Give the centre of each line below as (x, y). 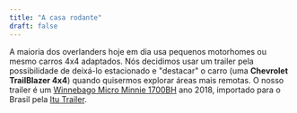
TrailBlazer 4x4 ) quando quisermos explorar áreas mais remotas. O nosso (147, 80)
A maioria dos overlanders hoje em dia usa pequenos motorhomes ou (138, 51)
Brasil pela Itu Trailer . (48, 99)
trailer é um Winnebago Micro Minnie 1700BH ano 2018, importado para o (145, 90)
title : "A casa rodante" (56, 17)
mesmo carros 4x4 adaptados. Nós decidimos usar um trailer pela (131, 61)
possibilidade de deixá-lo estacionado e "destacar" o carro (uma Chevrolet (149, 70)
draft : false (34, 26)
